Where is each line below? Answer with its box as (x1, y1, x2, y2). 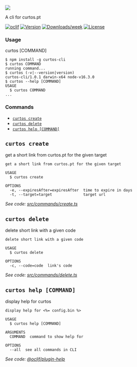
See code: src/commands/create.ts (5, 201, 78, 207)
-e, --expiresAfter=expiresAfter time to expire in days (9, 188, 133, 193)
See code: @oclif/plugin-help (5, 356, 65, 362)
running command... (5, 66, 46, 71)
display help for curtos (5, 299, 51, 305)
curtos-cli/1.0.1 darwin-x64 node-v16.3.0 (5, 75, 95, 80)
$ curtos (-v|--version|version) (5, 70, 75, 75)
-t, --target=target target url (9, 192, 106, 197)
